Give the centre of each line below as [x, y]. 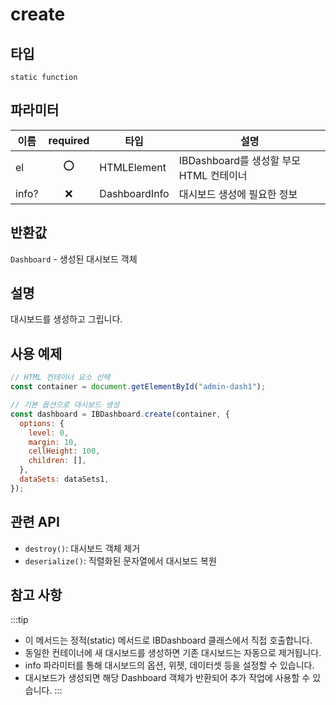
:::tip [19, 620]
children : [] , [57, 461]
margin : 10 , [53, 442]
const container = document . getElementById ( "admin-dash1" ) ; [138, 387]
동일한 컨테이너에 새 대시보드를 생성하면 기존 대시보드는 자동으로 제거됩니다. [173, 653]
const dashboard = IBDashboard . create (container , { [120, 414]
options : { [42, 423]
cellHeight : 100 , [64, 451]
